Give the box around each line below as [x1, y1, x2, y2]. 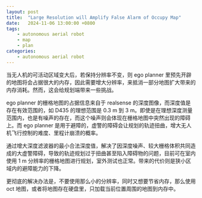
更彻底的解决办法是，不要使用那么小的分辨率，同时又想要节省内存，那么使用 [6, 177, 196, 185]
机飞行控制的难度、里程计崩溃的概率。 [6, 129, 101, 136]
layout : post [6, 8, 39, 15]
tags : [6, 25, 20, 32]
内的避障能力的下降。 [11, 164, 64, 172]
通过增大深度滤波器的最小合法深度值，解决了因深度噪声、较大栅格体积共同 [6, 142, 191, 149]
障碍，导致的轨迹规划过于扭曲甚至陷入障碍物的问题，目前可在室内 [32, 149, 196, 157]
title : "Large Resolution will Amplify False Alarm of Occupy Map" [6, 14, 182, 21]
